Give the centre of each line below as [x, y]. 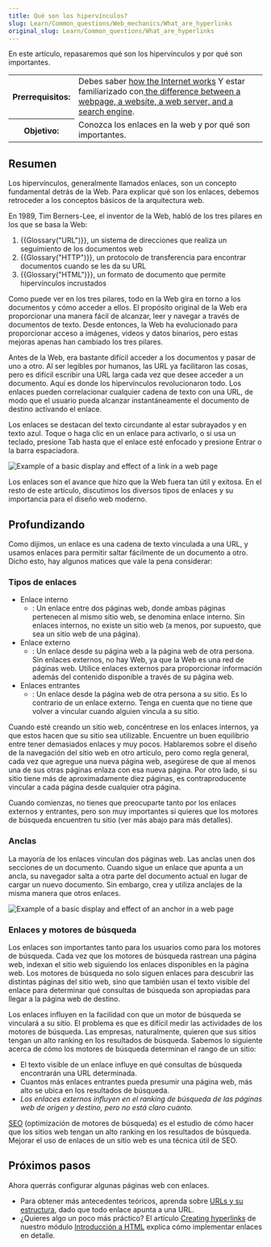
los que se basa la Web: [48, 225]
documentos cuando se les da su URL [83, 266]
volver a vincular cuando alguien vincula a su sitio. [116, 712]
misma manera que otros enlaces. [65, 893]
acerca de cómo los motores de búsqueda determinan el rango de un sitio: [132, 1049]
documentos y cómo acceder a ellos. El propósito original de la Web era [128, 307]
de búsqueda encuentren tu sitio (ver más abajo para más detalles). [121, 820]
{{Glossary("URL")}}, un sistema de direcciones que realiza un [123, 240]
